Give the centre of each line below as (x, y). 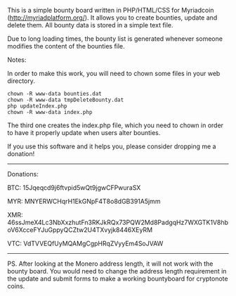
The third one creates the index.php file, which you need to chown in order (115, 125)
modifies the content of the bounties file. (66, 46)
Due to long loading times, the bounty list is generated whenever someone (115, 39)
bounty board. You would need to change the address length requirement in (117, 271)
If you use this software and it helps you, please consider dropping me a (112, 146)
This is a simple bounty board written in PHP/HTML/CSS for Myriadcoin (111, 10)
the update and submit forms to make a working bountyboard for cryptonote (118, 278)
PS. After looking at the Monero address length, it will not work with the (110, 264)
